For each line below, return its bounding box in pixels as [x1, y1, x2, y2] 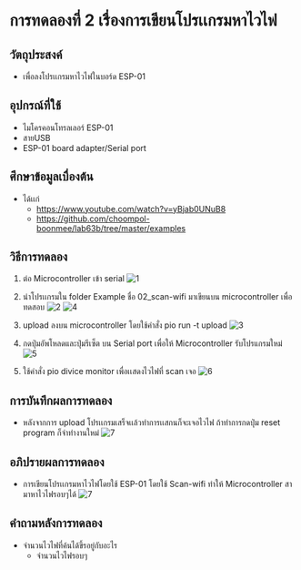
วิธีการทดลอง [9, 249, 68, 265]
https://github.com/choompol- [35, 213, 150, 224]
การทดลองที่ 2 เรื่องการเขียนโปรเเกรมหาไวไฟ [9, 10, 277, 31]
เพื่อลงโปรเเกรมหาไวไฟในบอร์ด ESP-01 [22, 71, 145, 82]
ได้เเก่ [22, 193, 40, 204]
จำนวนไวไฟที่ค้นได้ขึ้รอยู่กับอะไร [22, 539, 118, 551]
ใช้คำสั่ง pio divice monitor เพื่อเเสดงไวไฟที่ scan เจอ [22, 366, 197, 377]
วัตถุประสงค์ [9, 46, 63, 62]
